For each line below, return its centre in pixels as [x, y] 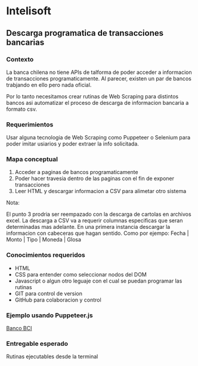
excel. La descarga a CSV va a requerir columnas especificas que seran [95, 221]
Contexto [20, 59]
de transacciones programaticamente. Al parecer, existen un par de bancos [99, 78]
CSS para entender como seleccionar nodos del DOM [81, 274]
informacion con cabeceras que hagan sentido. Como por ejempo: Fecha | [98, 233]
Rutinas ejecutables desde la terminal [52, 356]
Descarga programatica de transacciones [85, 33]
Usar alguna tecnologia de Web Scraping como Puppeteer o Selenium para [98, 138]
